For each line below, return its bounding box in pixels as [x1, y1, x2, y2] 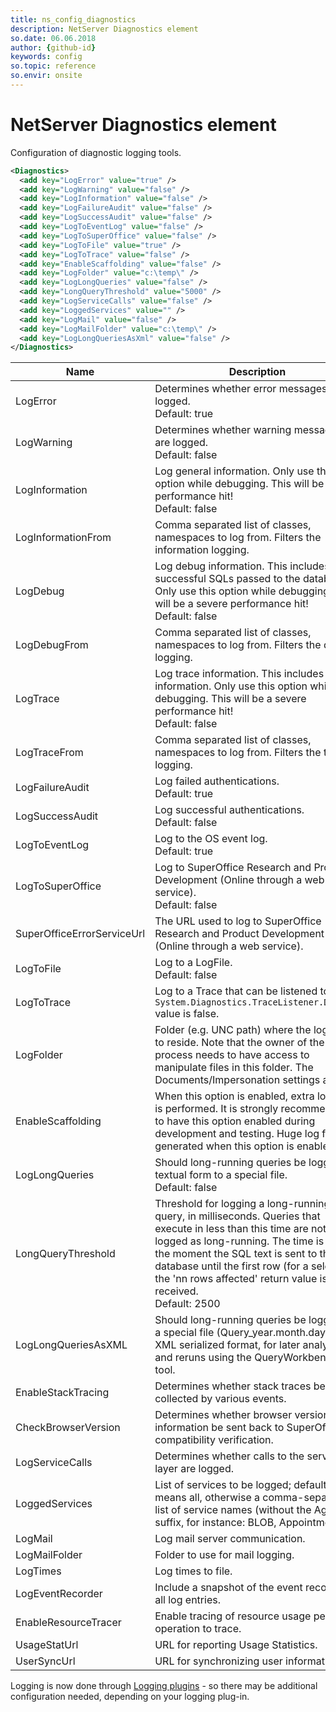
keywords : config [10, 52, 83, 62]
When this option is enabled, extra [154, 1089, 315, 1103]
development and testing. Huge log [154, 1127, 320, 1141]
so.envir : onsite [10, 71, 83, 81]
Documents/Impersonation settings [154, 1073, 321, 1087]
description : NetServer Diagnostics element [10, 24, 199, 34]
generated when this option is [154, 1139, 295, 1153]
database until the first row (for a [154, 1259, 309, 1273]
